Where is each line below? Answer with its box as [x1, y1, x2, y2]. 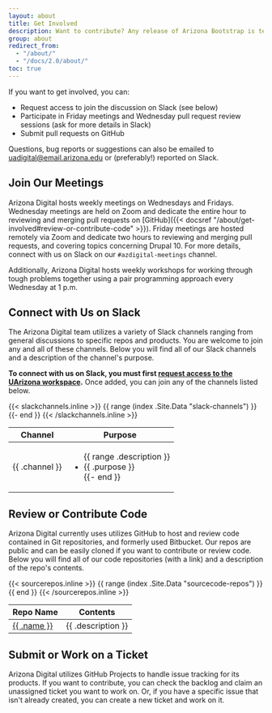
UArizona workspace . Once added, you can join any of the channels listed [8, 378, 258, 387]
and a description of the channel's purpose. [8, 353, 155, 363]
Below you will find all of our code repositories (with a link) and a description [8, 554, 264, 564]
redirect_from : [8, 42, 60, 50]
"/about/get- [213, 215, 255, 224]
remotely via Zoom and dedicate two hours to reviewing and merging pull [8, 232, 253, 241]
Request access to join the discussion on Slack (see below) [19, 102, 219, 112]
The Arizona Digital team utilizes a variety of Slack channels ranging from [8, 327, 253, 337]
